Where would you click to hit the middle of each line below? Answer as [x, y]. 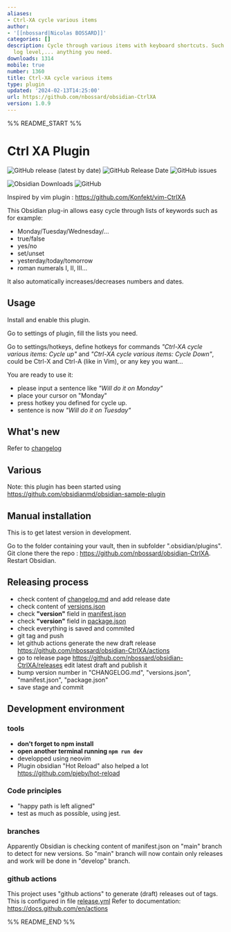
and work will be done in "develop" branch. [68, 861]
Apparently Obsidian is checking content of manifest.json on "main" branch [115, 846]
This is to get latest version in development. [69, 532]
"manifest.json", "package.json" [63, 680]
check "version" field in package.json [72, 621]
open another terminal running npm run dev [80, 751]
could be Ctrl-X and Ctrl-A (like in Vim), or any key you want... [95, 361]
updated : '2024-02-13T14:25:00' [54, 91]
